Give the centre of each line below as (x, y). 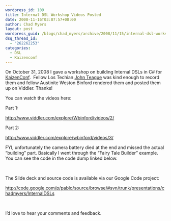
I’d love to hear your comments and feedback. (53, 213)
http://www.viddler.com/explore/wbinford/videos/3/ (59, 138)
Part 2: (12, 128)
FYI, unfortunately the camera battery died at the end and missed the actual (85, 148)
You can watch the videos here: (38, 98)
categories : (18, 48)
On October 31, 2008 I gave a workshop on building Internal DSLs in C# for (84, 72)
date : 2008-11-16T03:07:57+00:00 (41, 19)
